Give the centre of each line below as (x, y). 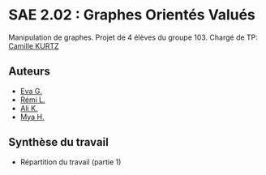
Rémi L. (33, 100)
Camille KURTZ (34, 45)
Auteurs (30, 72)
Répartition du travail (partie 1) (71, 162)
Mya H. (32, 117)
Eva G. (31, 91)
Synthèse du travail (59, 142)
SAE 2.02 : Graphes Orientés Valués (132, 15)
